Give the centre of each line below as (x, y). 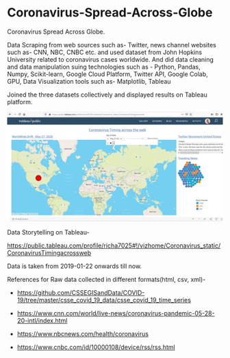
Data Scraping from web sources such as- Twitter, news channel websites (112, 45)
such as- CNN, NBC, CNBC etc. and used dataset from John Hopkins (105, 52)
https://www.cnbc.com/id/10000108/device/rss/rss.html (96, 347)
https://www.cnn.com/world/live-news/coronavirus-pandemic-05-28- (116, 313)
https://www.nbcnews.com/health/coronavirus (83, 333)
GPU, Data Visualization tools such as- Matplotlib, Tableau (89, 81)
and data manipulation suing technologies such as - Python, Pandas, (104, 67)
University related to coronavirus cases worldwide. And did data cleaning (111, 59)
